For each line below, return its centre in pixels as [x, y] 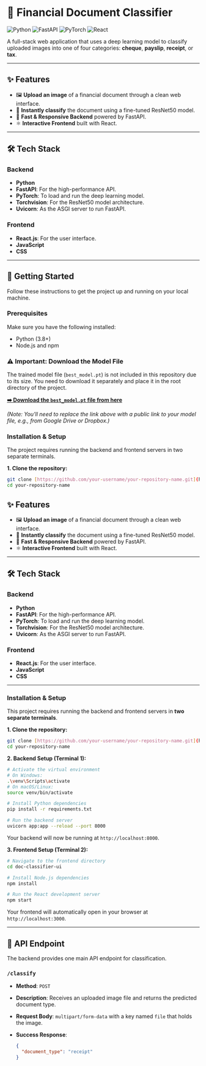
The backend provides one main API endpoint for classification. [87, 958]
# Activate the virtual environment [53, 770]
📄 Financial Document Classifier [90, 13]
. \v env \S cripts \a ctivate [39, 781]
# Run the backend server [40, 820]
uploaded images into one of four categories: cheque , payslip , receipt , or [100, 48]
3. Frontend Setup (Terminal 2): [47, 849]
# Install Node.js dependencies [48, 877]
